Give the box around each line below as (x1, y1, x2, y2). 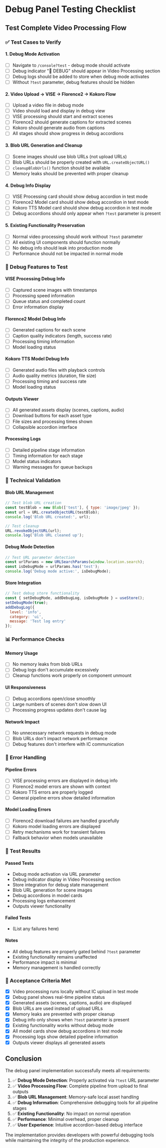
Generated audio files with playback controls (12, 367, 105, 373)
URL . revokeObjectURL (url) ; (5, 528, 62, 533)
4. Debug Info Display (5, 182, 51, 188)
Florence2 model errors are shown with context (12, 783, 111, 789)
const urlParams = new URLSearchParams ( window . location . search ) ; (5, 559, 144, 564)
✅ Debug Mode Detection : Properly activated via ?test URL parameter (12, 1077, 159, 1083)
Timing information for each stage (12, 452, 83, 458)
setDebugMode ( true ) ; (5, 600, 49, 605)
